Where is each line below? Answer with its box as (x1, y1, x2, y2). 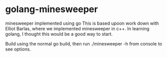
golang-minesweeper (5, 4, 98, 15)
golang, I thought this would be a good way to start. (5, 31, 113, 37)
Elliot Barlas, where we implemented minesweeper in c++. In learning (5, 25, 150, 31)
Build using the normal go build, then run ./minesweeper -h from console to (5, 40, 162, 46)
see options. (5, 46, 31, 52)
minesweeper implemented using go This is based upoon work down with (5, 20, 159, 26)
